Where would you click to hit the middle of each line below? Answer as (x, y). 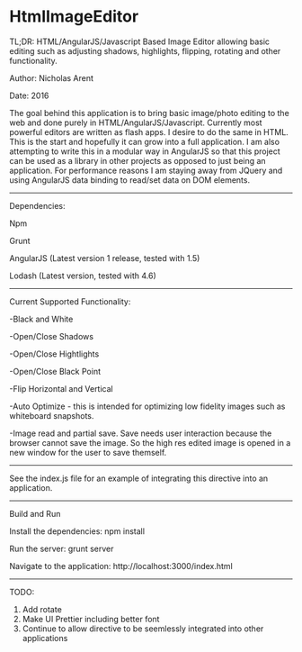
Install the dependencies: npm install (77, 531)
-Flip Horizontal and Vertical (62, 388)
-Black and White (41, 319)
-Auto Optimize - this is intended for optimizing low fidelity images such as (147, 406)
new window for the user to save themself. (88, 452)
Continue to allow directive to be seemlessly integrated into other (143, 629)
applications (45, 638)
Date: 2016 (29, 95)
